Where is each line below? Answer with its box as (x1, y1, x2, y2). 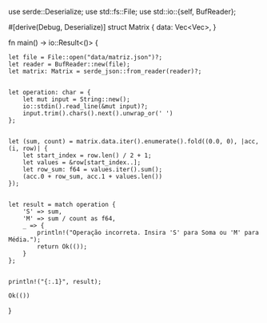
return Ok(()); (37, 243, 88, 251)
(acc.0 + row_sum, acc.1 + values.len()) (22, 172, 162, 180)
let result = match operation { (8, 200, 116, 208)
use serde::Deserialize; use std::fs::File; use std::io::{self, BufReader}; (8, 7, 237, 16)
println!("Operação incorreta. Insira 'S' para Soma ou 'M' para (37, 228, 260, 236)
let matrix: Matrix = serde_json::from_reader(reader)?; (8, 67, 202, 75)
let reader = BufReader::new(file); (8, 60, 130, 68)
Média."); (8, 236, 42, 244)
